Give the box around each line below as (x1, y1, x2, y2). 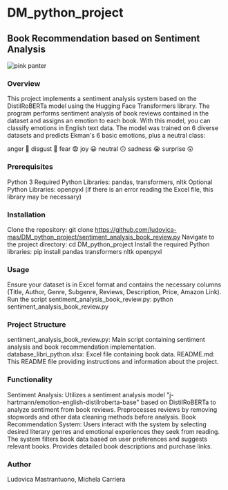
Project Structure (7, 320, 66, 329)
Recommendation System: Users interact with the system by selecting (7, 420, 207, 428)
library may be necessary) (7, 192, 82, 201)
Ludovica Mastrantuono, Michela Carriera (7, 475, 126, 484)
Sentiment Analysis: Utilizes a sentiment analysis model (7, 390, 166, 399)
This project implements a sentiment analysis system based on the (7, 95, 197, 103)
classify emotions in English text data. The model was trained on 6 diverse (7, 124, 219, 132)
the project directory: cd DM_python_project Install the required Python (7, 240, 210, 248)
